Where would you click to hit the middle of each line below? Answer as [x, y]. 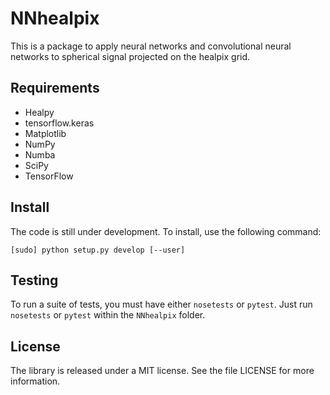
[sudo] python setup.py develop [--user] [98, 250]
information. [35, 381]
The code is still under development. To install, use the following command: [166, 231]
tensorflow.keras [59, 123]
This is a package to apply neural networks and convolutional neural [151, 46]
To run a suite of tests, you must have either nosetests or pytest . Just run [161, 304]
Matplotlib [45, 133]
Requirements [55, 88]
